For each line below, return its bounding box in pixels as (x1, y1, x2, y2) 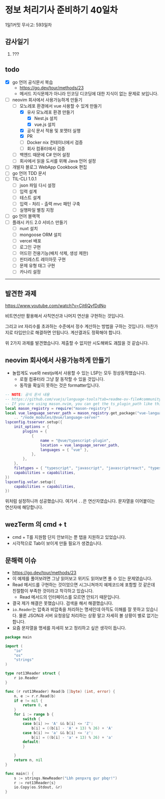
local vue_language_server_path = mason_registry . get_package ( (5, 410, 137, 415)
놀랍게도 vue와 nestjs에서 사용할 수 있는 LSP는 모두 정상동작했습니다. (12, 370, 146, 376)
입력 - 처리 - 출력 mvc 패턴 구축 (19, 200, 81, 206)
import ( (5, 643, 23, 648)
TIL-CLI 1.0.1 (12, 176, 37, 182)
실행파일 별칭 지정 (19, 207, 54, 213)
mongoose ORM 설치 (19, 232, 62, 238)
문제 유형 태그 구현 (19, 263, 55, 269)
